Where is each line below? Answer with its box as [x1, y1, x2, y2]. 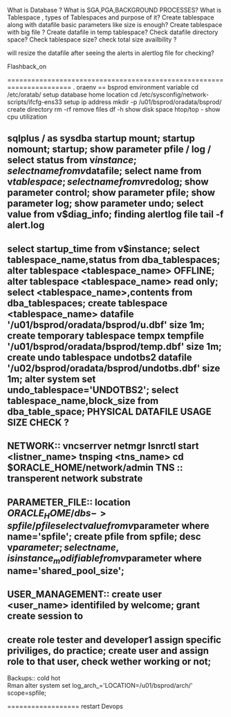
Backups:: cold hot [7, 674, 61, 682]
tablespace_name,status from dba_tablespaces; [7, 253, 221, 266]
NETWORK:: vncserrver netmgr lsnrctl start [7, 440, 199, 452]
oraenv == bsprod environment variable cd [76, 83, 198, 91]
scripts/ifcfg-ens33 [7, 98, 62, 106]
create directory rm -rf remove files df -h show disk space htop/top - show [7, 106, 221, 113]
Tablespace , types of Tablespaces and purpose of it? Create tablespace [7, 13, 214, 22]
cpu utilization [7, 112, 48, 121]
